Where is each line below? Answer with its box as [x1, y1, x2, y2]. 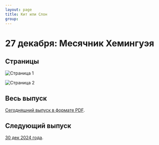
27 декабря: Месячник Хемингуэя [5, 37, 155, 49]
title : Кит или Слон [5, 12, 48, 17]
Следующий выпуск [5, 121, 72, 130]
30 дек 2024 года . [5, 135, 44, 141]
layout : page [5, 7, 32, 12]
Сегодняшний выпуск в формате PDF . [5, 107, 85, 113]
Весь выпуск [5, 94, 47, 103]
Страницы [5, 57, 39, 66]
